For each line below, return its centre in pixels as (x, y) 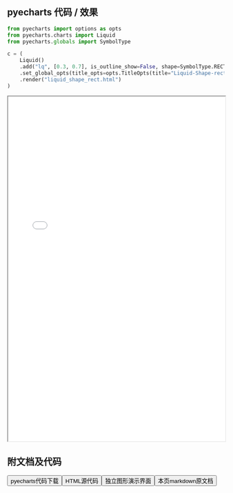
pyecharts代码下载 (35, 481)
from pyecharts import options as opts (64, 29)
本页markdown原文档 (186, 481)
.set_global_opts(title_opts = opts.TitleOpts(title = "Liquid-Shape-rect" (124, 73)
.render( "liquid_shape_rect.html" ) (71, 79)
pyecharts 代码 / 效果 (53, 12)
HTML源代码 (82, 481)
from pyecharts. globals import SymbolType (69, 41)
